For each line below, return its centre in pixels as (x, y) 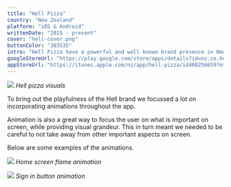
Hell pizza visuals (41, 85)
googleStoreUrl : (30, 59)
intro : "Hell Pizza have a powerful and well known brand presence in (110, 52)
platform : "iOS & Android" (46, 26)
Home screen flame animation (58, 161)
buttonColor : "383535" (40, 46)
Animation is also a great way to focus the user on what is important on (108, 119)
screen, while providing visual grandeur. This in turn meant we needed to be (115, 127)
